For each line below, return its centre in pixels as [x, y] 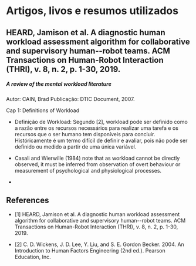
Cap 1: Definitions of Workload [43, 110]
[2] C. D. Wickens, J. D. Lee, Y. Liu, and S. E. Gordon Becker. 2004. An [99, 244]
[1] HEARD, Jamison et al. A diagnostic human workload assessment [97, 214]
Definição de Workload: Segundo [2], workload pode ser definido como [101, 122]
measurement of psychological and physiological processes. [88, 170]
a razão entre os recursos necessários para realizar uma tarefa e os [97, 128]
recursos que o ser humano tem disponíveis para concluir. [85, 134]
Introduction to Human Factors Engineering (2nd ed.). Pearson [90, 251]
